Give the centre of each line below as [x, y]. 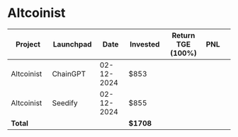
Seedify [65, 102]
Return [183, 35]
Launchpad [72, 44]
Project [28, 44]
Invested [145, 44]
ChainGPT [69, 73]
